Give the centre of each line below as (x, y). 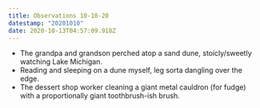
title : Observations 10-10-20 (59, 16)
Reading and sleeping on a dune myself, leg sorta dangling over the (131, 70)
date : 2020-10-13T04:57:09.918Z (62, 30)
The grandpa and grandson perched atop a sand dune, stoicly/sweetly (136, 54)
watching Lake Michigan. (61, 62)
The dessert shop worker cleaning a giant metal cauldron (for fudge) (133, 87)
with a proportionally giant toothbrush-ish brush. (100, 96)
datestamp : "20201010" (46, 23)
